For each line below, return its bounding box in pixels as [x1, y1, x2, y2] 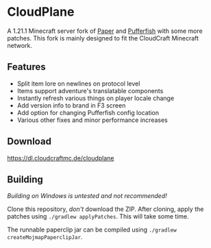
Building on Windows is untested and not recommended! [7, 192, 168, 200]
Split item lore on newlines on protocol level [16, 79, 140, 88]
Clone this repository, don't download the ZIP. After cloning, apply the [7, 205, 204, 213]
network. [7, 41, 33, 49]
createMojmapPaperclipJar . [7, 233, 83, 241]
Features [7, 61, 46, 73]
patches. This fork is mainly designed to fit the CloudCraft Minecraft [7, 34, 199, 42]
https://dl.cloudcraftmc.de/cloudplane [7, 153, 114, 162]
